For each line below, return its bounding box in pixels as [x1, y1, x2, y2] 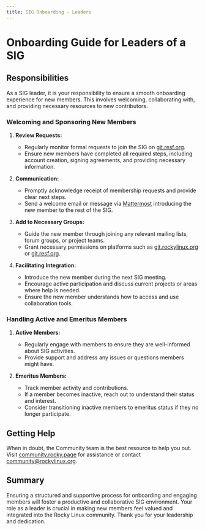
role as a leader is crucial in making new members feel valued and [6, 504, 173, 512]
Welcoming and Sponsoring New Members [6, 117, 136, 126]
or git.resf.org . [24, 249, 61, 257]
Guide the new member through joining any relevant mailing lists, [24, 230, 188, 237]
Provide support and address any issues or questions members [24, 354, 185, 361]
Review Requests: [15, 131, 62, 139]
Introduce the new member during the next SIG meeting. [24, 273, 167, 281]
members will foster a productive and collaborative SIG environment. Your [6, 498, 193, 505]
